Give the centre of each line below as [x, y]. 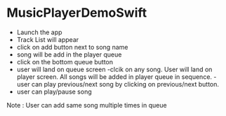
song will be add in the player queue [69, 55]
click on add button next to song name [72, 47]
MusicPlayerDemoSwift [77, 13]
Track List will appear [48, 39]
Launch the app [39, 32]
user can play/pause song [54, 92]
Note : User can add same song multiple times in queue [87, 105]
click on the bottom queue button [65, 61]
